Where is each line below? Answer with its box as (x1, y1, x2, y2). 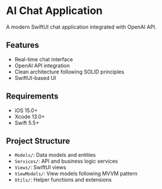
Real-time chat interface (14, 55, 73, 62)
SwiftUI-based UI (14, 74, 57, 81)
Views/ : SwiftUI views (14, 164, 66, 171)
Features (6, 40, 39, 50)
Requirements (6, 92, 58, 101)
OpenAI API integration (14, 62, 70, 69)
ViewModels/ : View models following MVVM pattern (14, 170, 137, 177)
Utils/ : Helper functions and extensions (14, 176, 112, 183)
